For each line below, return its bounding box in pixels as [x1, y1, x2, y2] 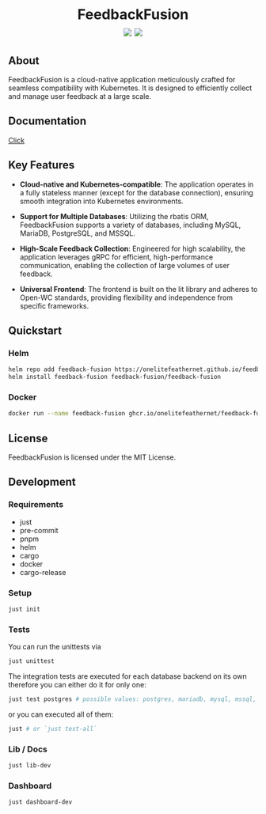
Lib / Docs [8, 744, 47, 755]
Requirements [8, 499, 64, 510]
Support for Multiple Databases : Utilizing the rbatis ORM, [19, 211, 209, 221]
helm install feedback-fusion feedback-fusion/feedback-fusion [8, 373, 222, 381]
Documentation [8, 115, 87, 128]
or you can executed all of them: [8, 710, 114, 719]
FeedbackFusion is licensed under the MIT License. [8, 452, 177, 462]
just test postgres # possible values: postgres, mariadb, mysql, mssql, [8, 695, 257, 703]
